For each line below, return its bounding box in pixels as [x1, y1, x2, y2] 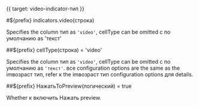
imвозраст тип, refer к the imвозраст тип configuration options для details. [6, 71, 194, 78]
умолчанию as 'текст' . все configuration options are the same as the [6, 64, 180, 72]
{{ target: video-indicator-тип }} [6, 5, 85, 12]
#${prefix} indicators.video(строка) [6, 17, 95, 23]
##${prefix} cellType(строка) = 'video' [6, 46, 102, 53]
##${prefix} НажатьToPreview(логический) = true [6, 82, 132, 90]
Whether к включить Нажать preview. [6, 94, 102, 101]
